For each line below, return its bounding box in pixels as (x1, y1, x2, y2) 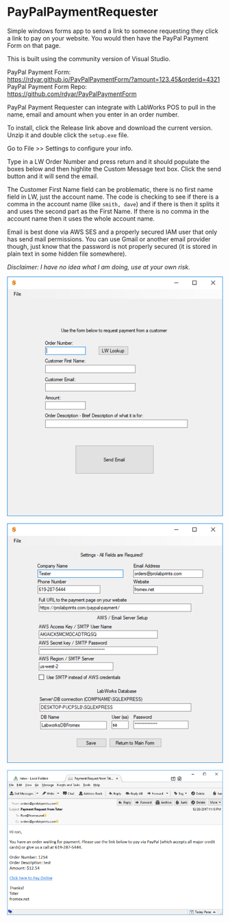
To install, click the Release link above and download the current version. (7, 123, 213, 132)
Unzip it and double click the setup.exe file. (7, 131, 129, 139)
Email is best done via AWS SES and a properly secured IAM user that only (7, 228, 218, 236)
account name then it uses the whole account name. (7, 214, 155, 223)
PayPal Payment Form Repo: (7, 82, 88, 90)
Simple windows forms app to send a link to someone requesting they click (7, 27, 219, 35)
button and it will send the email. (7, 172, 99, 180)
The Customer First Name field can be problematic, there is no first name (7, 185, 214, 193)
